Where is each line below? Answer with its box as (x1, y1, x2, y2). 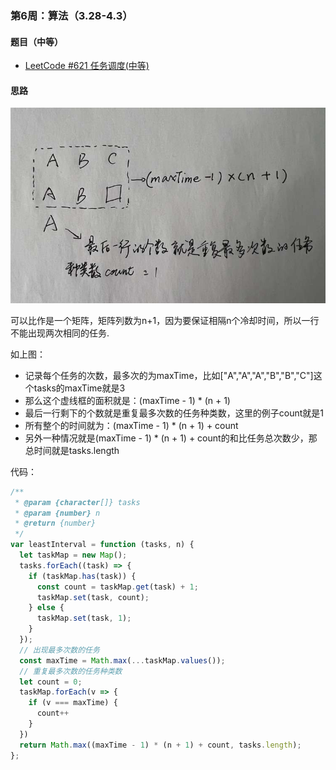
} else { (28, 603, 65, 613)
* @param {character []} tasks (14, 497, 141, 507)
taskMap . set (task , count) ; (36, 592, 150, 602)
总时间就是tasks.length (24, 444, 120, 456)
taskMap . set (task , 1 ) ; (36, 613, 132, 624)
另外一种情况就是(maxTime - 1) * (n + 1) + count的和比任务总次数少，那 (24, 432, 318, 444)
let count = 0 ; (19, 677, 83, 687)
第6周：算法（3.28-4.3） (10, 8, 133, 22)
